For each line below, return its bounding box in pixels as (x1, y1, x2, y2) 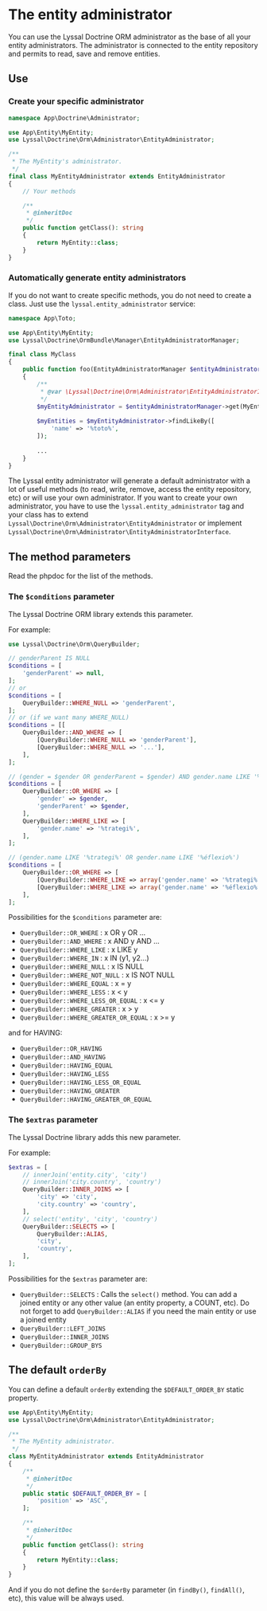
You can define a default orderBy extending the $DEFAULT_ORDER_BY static (8, 1385, 245, 1394)
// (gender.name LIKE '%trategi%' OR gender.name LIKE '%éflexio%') (8, 854, 240, 862)
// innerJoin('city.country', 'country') (22, 1178, 161, 1186)
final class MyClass (8, 351, 77, 359)
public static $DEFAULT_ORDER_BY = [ (22, 1489, 148, 1498)
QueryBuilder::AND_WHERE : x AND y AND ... (19, 937, 161, 946)
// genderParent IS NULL (8, 654, 91, 662)
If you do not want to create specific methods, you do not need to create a (8, 290, 252, 300)
